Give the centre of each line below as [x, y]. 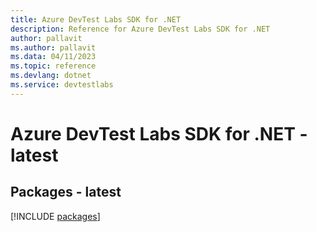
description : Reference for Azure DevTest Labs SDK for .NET [140, 29]
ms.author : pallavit [53, 47]
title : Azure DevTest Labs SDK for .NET [96, 19]
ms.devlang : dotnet [51, 76]
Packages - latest [66, 192]
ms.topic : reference [53, 66]
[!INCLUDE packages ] [55, 216]
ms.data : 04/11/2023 [53, 57]
